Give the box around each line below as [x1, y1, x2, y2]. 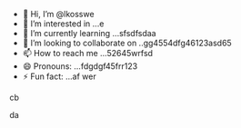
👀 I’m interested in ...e [22, 18, 105, 29]
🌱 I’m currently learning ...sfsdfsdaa [22, 28, 156, 38]
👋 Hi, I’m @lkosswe [22, 9, 95, 19]
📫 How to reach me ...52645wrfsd [22, 48, 153, 58]
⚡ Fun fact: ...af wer [22, 71, 97, 82]
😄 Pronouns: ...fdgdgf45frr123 [22, 61, 138, 72]
